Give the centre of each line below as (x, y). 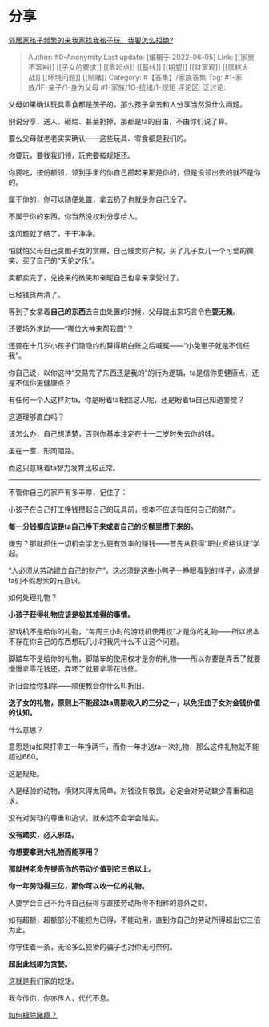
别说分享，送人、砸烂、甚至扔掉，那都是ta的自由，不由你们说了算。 (120, 121)
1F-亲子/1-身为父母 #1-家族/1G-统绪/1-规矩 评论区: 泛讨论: (132, 87)
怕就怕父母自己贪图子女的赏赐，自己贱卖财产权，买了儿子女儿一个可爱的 (127, 250)
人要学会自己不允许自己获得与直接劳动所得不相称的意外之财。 (110, 903)
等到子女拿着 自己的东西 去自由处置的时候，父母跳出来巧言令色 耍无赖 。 (124, 311)
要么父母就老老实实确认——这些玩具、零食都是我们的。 (99, 138)
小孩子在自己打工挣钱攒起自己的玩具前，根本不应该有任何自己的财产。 (124, 509)
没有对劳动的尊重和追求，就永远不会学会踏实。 (85, 817)
